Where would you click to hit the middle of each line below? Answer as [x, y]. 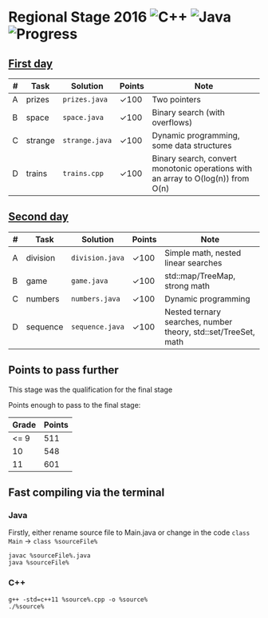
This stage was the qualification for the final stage [91, 389]
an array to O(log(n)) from [201, 178]
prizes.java [85, 100]
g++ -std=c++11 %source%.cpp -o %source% [78, 600]
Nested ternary [193, 312]
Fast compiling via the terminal [87, 493]
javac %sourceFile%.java [49, 556]
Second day [39, 217]
